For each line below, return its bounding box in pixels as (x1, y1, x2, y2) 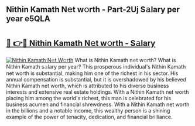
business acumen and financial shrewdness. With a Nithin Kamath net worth (6, 101, 190, 108)
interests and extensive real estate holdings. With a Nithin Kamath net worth (6, 88, 189, 96)
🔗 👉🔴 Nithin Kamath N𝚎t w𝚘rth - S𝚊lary (6, 38, 156, 48)
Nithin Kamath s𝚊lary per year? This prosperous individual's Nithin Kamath (6, 63, 186, 70)
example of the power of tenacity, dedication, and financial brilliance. (6, 114, 173, 120)
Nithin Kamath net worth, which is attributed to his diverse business (6, 82, 169, 89)
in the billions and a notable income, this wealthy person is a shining (6, 107, 170, 114)
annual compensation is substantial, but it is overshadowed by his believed (6, 76, 186, 83)
